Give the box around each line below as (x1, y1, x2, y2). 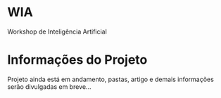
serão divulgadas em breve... (7, 82, 91, 91)
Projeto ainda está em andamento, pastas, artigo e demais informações (7, 75, 215, 83)
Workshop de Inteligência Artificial (7, 27, 107, 36)
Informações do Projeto (7, 52, 148, 68)
